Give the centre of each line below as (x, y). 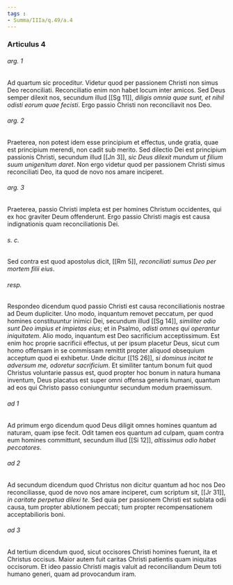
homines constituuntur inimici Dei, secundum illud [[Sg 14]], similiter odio (112, 321)
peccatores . (24, 447)
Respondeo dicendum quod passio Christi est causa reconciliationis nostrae (116, 306)
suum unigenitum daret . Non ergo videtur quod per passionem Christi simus (116, 164)
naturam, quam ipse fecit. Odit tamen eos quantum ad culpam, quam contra (115, 433)
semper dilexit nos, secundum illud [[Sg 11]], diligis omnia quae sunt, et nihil (116, 97)
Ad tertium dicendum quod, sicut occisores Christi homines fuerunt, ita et (112, 552)
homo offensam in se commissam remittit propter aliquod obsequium (106, 351)
